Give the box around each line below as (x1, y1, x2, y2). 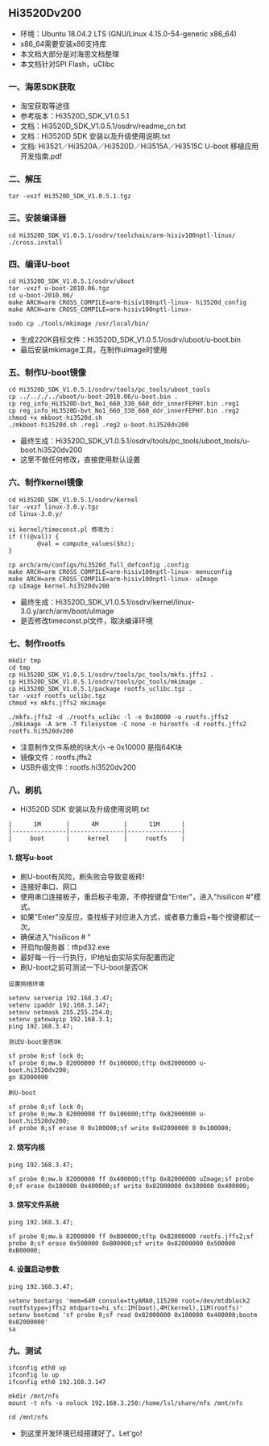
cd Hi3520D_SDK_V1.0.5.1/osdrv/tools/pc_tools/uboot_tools (8, 386, 211, 394)
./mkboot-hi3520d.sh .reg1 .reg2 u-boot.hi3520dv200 (8, 421, 189, 430)
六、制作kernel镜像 (8, 477, 84, 488)
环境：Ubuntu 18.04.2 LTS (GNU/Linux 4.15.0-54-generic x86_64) (19, 28, 238, 39)
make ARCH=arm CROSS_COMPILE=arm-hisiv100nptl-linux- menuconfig (8, 567, 232, 575)
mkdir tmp (8, 656, 42, 664)
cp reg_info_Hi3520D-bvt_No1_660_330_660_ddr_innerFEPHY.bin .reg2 (8, 407, 240, 415)
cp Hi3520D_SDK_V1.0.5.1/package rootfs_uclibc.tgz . (8, 684, 193, 692)
